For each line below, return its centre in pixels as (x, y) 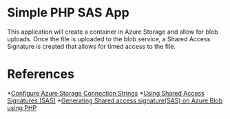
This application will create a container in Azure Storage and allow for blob (113, 32)
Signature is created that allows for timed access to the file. (91, 46)
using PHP (22, 107)
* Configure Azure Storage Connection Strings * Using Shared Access (106, 93)
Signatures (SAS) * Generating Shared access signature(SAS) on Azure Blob (115, 100)
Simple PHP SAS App (68, 13)
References (41, 74)
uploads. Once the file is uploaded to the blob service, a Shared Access (109, 39)
